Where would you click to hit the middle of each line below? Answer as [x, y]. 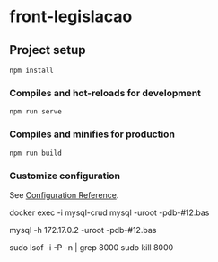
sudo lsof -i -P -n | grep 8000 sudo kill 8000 [92, 247]
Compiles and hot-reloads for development [105, 93]
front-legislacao [71, 17]
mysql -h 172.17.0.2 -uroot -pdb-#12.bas [83, 230]
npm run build [36, 153]
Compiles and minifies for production [92, 134]
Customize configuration [65, 176]
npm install [31, 70]
